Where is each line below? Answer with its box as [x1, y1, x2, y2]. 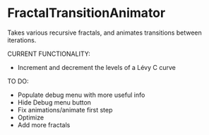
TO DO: [7, 76, 30, 86]
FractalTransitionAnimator [7, 5, 166, 21]
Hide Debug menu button [17, 98, 92, 107]
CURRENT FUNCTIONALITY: [7, 49, 90, 58]
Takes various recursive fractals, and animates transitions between [7, 28, 203, 37]
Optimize [17, 113, 44, 122]
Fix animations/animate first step [17, 105, 113, 114]
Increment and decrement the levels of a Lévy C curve [17, 63, 177, 71]
